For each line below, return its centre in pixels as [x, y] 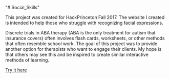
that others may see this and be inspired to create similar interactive [77, 54]
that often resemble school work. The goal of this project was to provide [81, 44]
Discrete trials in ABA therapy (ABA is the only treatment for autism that [80, 33]
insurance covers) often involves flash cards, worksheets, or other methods [85, 38]
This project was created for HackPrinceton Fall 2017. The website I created [85, 17]
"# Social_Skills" [23, 7]
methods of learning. [27, 60]
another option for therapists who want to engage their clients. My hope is [83, 49]
